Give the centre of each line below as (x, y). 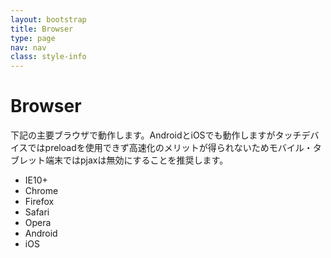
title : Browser (42, 29)
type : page (33, 38)
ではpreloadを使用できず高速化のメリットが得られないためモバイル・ (170, 148)
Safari (37, 212)
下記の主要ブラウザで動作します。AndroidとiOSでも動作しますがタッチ (156, 135)
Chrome (41, 191)
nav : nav (28, 47)
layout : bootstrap (48, 19)
